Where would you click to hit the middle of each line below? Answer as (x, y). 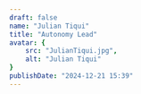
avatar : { (28, 43)
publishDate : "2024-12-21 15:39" (71, 76)
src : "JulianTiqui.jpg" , (71, 51)
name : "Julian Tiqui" (50, 26)
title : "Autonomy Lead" (54, 34)
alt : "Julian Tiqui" (63, 59)
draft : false (33, 17)
